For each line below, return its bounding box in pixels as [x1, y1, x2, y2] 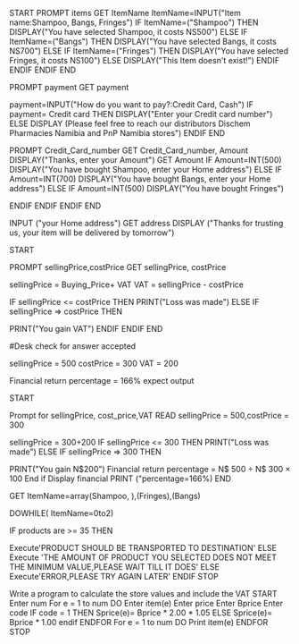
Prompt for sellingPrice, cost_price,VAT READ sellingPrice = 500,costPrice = [9, 411, 290, 420]
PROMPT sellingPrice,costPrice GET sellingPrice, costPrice [9, 262, 227, 272]
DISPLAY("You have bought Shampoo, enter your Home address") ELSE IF [9, 165, 283, 174]
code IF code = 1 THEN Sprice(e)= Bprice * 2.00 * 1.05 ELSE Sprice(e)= [9, 607, 273, 618]
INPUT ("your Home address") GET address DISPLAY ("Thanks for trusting [9, 218, 284, 228]
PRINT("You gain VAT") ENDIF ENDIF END [9, 324, 163, 334]
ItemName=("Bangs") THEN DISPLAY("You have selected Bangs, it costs [9, 36, 277, 47]
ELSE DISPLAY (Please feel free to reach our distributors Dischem [9, 118, 252, 129]
